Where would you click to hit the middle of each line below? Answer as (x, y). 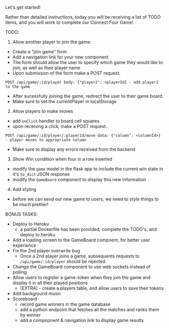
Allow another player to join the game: (52, 42)
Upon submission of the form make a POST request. (66, 73)
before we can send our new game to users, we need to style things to (86, 199)
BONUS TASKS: (21, 214)
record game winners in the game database (65, 304)
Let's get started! (23, 7)
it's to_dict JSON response (41, 174)
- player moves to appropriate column (46, 140)
